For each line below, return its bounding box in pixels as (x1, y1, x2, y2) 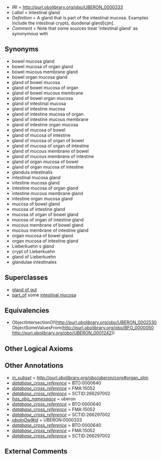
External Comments (4, 447, 68, 456)
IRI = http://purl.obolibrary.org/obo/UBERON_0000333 (11, 4, 123, 10)
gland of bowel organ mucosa (11, 95, 73, 101)
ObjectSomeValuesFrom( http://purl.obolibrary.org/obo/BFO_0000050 (11, 325, 154, 331)
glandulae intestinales (11, 259, 57, 265)
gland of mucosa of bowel (11, 127, 66, 133)
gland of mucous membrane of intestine (11, 153, 94, 159)
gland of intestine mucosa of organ (11, 111, 84, 117)
